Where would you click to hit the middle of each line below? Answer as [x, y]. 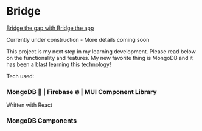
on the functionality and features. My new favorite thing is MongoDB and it [100, 58]
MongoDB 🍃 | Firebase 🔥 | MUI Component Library [82, 92]
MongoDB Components [42, 121]
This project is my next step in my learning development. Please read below [101, 51]
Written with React [30, 105]
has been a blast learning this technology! [59, 64]
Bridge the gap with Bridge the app [50, 28]
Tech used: [20, 76]
